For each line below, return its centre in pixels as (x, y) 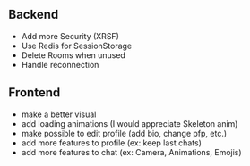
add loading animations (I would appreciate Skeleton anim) (129, 123)
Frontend (34, 93)
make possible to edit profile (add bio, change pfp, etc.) (124, 133)
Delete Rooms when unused (73, 55)
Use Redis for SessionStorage (77, 46)
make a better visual (59, 114)
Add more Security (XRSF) (70, 36)
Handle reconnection (60, 64)
